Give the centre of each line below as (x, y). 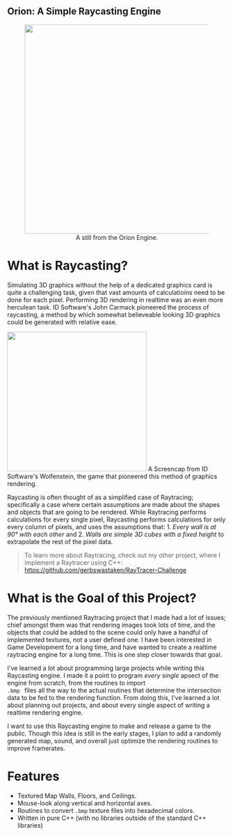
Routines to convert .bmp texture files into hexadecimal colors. (106, 810)
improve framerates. (36, 748)
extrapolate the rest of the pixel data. (60, 541)
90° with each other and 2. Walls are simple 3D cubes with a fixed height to (116, 534)
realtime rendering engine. (45, 712)
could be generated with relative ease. (62, 322)
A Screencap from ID (178, 469)
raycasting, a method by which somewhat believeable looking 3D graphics (114, 314)
